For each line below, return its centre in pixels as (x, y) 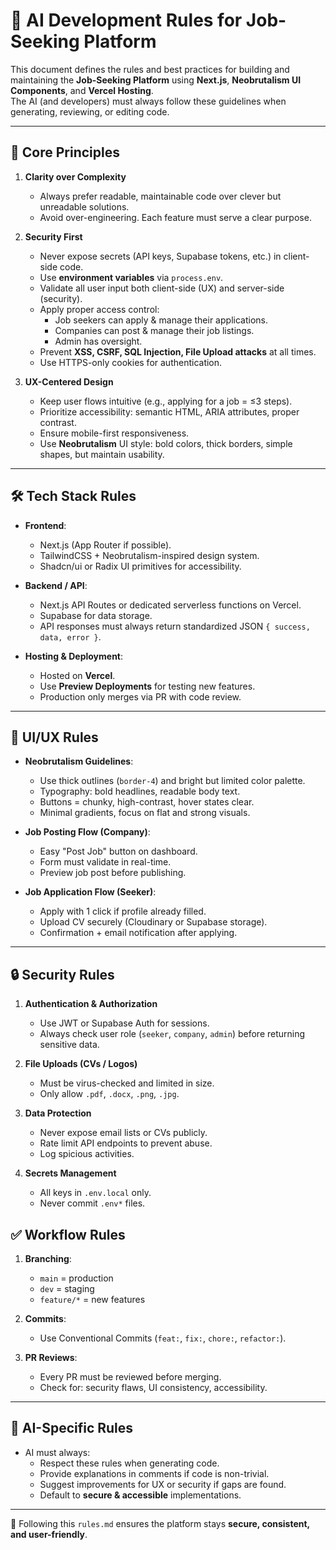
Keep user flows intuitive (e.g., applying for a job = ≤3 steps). (166, 401)
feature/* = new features (92, 1299)
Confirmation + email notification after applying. (138, 933)
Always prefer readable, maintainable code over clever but (160, 196)
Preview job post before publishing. (113, 873)
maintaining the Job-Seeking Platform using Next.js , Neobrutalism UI (156, 80)
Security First (53, 236)
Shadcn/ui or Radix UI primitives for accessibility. (140, 566)
